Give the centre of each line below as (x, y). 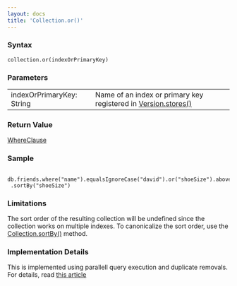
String (21, 104)
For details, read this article (47, 275)
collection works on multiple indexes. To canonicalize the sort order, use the (118, 226)
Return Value (30, 125)
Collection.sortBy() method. (48, 233)
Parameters (28, 77)
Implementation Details (48, 251)
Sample (20, 158)
